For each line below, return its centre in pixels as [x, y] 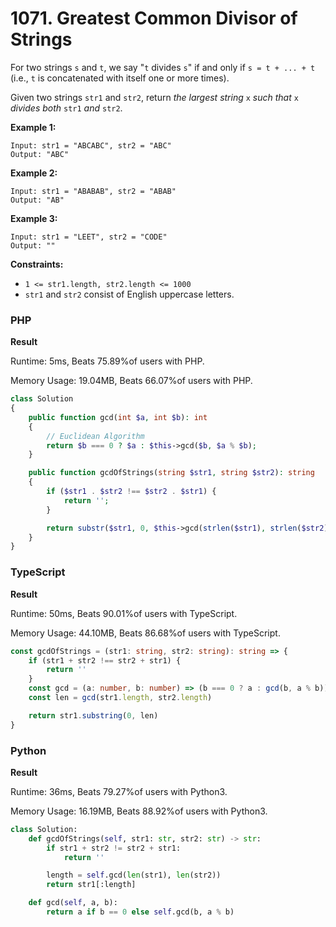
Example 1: [33, 127]
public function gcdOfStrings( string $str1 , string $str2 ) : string [171, 473]
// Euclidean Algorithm [95, 436]
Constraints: [37, 264]
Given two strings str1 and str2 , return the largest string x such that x [154, 97]
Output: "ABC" [40, 154]
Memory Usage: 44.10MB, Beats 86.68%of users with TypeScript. [145, 633]
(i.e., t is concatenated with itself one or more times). [120, 78]
